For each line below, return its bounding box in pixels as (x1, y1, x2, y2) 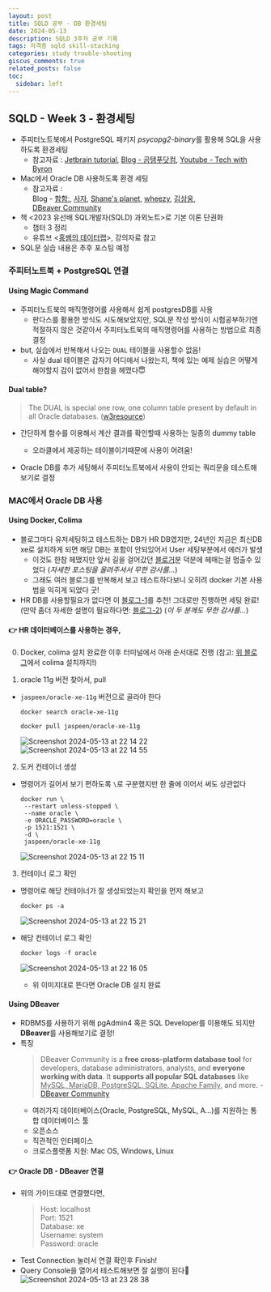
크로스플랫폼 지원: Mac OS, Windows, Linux (32, 1146, 175, 1156)
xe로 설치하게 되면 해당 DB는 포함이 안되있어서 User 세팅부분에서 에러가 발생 (19, 544, 263, 554)
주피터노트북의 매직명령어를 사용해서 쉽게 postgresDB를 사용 (19, 305, 214, 314)
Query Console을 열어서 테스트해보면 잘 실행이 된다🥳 (19, 1265, 190, 1276)
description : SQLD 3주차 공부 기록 (8, 34, 118, 43)
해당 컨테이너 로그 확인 (19, 932, 92, 942)
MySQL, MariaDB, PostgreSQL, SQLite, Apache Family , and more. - (40, 1081, 264, 1090)
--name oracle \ (23, 809, 79, 817)
